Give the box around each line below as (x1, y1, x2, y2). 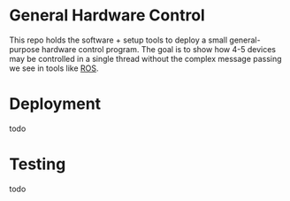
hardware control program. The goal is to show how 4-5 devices (41, 43, 277, 54)
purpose (9, 43, 40, 54)
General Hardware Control (9, 5, 205, 26)
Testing (9, 154, 66, 174)
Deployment (9, 94, 102, 114)
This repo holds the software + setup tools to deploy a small (9, 35, 228, 45)
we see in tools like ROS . (9, 63, 99, 73)
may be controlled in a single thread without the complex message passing (9, 53, 282, 64)
